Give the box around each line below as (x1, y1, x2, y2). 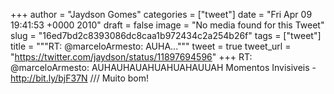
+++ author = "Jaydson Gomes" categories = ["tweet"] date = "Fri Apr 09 (10, 9, 313, 20)
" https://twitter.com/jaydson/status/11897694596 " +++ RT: (10, 51, 253, 63)
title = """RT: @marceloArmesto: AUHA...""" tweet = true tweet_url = (10, 40, 292, 52)
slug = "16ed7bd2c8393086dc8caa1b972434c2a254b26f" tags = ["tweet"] (10, 30, 322, 41)
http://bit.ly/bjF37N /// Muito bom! (10, 72, 149, 84)
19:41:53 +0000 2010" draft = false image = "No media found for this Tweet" (10, 19, 325, 31)
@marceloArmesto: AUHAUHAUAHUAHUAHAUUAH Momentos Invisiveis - (10, 62, 317, 73)
